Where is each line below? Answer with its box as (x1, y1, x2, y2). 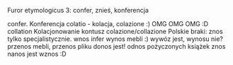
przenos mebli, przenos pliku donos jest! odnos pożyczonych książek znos (7, 42, 226, 50)
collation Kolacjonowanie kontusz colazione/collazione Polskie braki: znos (7, 28, 223, 35)
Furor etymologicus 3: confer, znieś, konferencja (7, 6, 149, 14)
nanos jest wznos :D (7, 49, 67, 58)
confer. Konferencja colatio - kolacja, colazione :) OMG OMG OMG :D (7, 20, 209, 28)
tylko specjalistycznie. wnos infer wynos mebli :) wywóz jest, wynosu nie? (7, 35, 224, 43)
